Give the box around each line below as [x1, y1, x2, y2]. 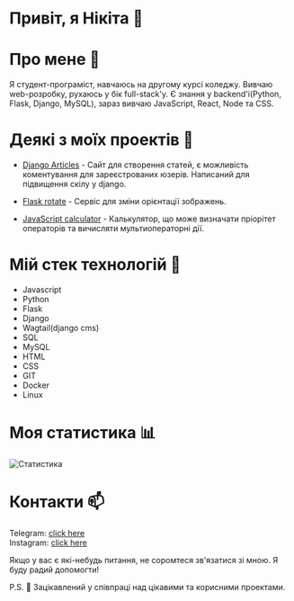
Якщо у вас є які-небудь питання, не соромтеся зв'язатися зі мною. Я [9, 554, 279, 565]
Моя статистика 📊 [9, 423, 156, 444]
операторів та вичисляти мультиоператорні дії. [22, 223, 205, 234]
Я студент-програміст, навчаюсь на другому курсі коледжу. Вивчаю [9, 79, 273, 90]
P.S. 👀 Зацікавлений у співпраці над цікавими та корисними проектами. [9, 581, 286, 592]
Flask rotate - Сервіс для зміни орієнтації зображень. [22, 196, 227, 207]
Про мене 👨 [9, 49, 101, 70]
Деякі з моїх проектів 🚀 [9, 130, 194, 150]
